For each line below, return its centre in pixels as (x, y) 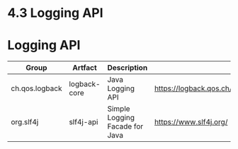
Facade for (125, 126)
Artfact (85, 68)
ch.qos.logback (36, 88)
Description (127, 68)
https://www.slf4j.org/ (191, 122)
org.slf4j (25, 122)
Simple (119, 109)
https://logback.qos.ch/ (193, 88)
